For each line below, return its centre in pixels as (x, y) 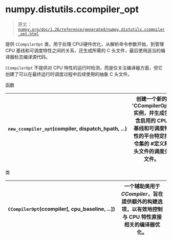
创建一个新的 (152, 99)
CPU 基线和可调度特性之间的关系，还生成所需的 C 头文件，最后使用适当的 (83, 50)
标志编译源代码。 (32, 57)
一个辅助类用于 (142, 186)
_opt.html (28, 34)
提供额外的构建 (139, 202)
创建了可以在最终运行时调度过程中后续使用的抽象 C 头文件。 (69, 74)
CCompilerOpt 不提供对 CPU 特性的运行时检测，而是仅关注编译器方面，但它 (84, 68)
